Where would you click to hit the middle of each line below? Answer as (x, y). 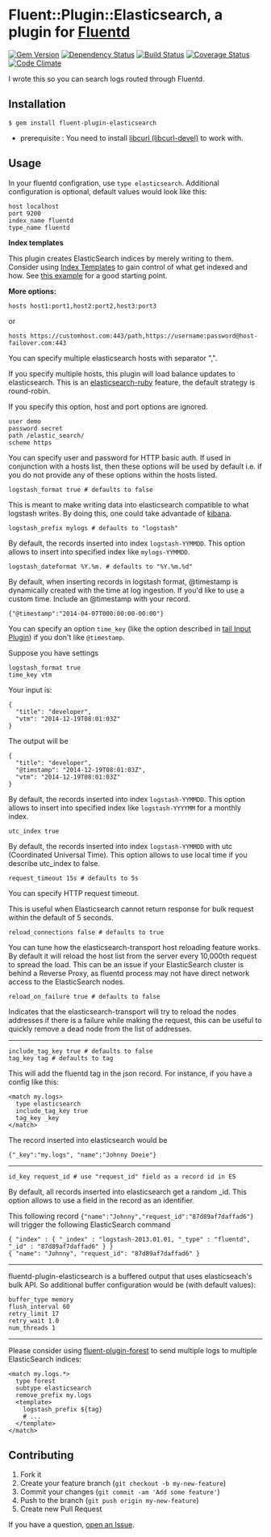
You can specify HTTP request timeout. (74, 893)
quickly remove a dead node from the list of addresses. (100, 1029)
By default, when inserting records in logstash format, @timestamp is (123, 581)
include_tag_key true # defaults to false (81, 1051)
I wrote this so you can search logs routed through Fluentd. (106, 79)
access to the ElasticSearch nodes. (67, 982)
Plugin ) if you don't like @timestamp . (67, 637)
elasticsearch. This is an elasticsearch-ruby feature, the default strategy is (132, 382)
